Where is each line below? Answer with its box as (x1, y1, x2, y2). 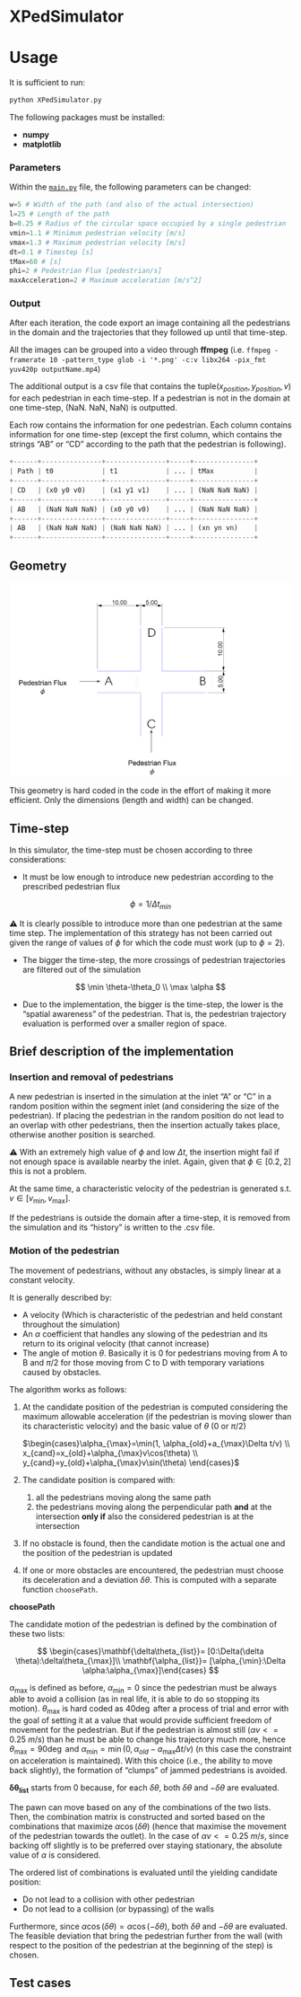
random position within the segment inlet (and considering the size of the (9, 1100, 279, 1111)
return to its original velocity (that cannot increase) (21, 1338, 210, 1348)
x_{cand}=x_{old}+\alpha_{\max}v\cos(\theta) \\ (21, 1447, 199, 1458)
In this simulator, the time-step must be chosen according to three (9, 844, 254, 855)
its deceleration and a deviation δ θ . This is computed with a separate (21, 1574, 278, 1585)
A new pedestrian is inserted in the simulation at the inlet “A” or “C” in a (9, 1091, 271, 1102)
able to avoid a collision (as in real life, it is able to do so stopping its (9, 1693, 260, 1704)
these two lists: (9, 1628, 65, 1639)
